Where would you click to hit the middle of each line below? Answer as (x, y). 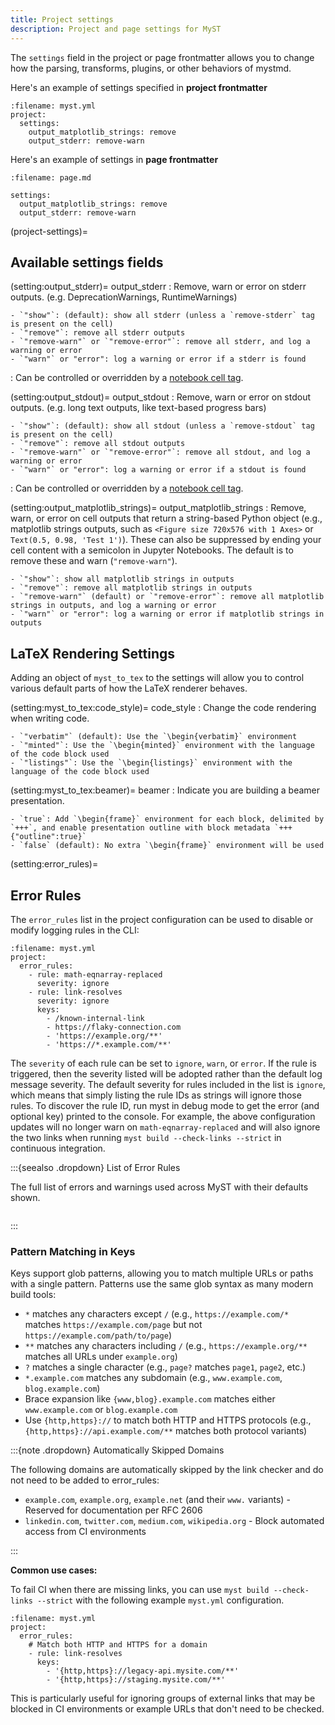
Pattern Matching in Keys (73, 1251)
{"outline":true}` (48, 837)
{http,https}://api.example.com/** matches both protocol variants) (166, 1431)
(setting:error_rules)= (54, 864)
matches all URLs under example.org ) (101, 1357)
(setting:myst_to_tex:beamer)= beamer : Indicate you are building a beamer (165, 790)
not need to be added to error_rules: (85, 1480)
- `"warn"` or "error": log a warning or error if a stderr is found (158, 359)
